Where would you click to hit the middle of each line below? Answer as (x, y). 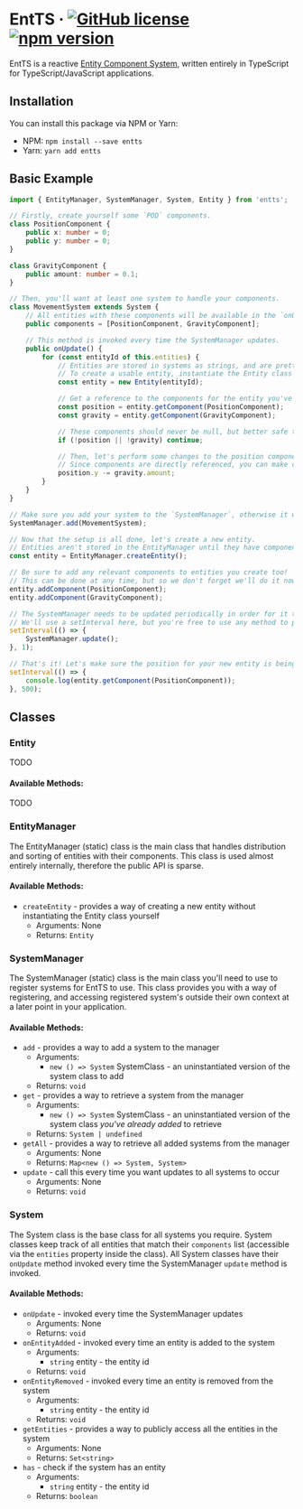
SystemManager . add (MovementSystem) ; (78, 523)
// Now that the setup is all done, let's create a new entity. (133, 539)
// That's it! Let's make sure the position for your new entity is (141, 664)
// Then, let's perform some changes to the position (161, 456)
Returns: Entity (65, 935)
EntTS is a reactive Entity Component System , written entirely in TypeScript (149, 63)
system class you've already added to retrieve (136, 1124)
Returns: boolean (67, 1495)
